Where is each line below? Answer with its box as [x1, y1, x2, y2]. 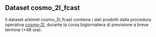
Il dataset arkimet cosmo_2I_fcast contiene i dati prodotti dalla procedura [5, 16, 152, 22]
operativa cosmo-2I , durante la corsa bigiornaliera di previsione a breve [5, 22, 149, 27]
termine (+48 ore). [5, 26, 42, 33]
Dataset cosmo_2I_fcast [5, 4, 80, 12]
